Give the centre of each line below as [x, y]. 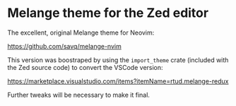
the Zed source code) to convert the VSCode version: [85, 67]
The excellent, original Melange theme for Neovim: [81, 33]
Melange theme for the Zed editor [108, 13]
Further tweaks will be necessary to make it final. [79, 95]
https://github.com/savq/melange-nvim [64, 46]
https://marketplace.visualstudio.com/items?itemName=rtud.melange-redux [118, 81]
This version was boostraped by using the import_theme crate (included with [118, 60]
